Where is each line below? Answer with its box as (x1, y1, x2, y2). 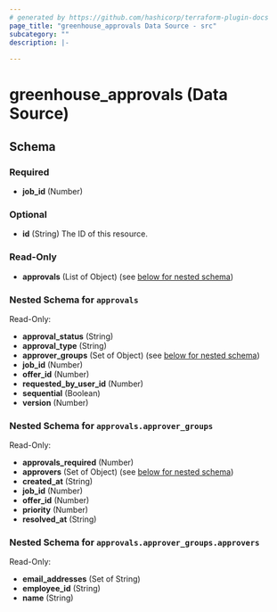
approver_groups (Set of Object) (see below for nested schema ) (21, 350, 260, 360)
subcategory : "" (9, 29, 69, 38)
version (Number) (21, 397, 89, 408)
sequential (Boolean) (21, 387, 101, 398)
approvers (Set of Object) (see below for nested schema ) (21, 467, 234, 477)
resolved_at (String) (21, 514, 97, 525)
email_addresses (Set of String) (21, 574, 141, 584)
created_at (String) (21, 476, 94, 487)
